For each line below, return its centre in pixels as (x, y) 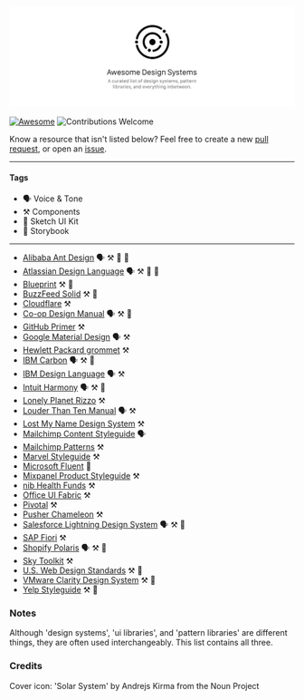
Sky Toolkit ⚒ (48, 560)
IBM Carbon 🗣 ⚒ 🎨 (58, 360)
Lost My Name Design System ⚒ (83, 423)
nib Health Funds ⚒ (59, 485)
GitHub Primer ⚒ (54, 326)
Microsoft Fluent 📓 (57, 466)
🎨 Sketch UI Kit (50, 221)
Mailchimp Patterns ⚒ (63, 446)
